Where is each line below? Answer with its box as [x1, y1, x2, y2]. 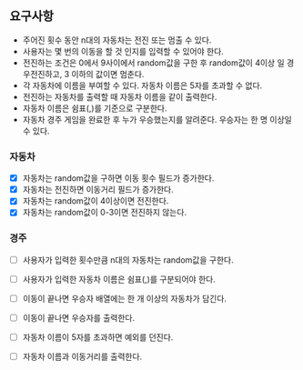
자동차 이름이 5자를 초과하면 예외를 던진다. [22, 331, 174, 343]
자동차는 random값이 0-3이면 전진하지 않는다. [22, 207, 187, 218]
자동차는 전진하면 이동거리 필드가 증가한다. [22, 185, 175, 195]
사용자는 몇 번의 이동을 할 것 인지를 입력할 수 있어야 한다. [22, 45, 225, 56]
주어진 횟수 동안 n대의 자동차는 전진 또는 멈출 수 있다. [22, 35, 212, 45]
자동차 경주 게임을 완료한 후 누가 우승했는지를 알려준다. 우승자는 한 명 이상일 [22, 114, 293, 125]
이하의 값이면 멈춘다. [71, 68, 145, 79]
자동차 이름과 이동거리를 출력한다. [22, 351, 143, 362]
